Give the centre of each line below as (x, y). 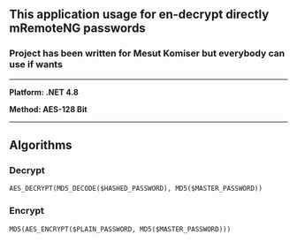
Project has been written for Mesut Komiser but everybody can (147, 54)
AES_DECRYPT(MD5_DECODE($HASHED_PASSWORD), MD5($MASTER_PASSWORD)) (136, 189)
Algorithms (41, 145)
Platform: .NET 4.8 (44, 92)
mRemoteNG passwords (77, 29)
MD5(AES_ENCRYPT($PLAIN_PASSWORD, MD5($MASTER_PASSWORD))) (120, 229)
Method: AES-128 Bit (48, 109)
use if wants (36, 64)
